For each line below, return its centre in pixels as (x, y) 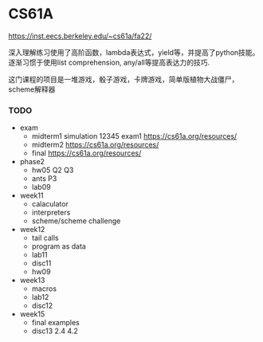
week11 (31, 195)
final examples (55, 323)
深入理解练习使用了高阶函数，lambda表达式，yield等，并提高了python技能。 (134, 52)
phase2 (32, 162)
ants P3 (44, 179)
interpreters (51, 213)
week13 (32, 281)
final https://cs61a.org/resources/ (86, 153)
